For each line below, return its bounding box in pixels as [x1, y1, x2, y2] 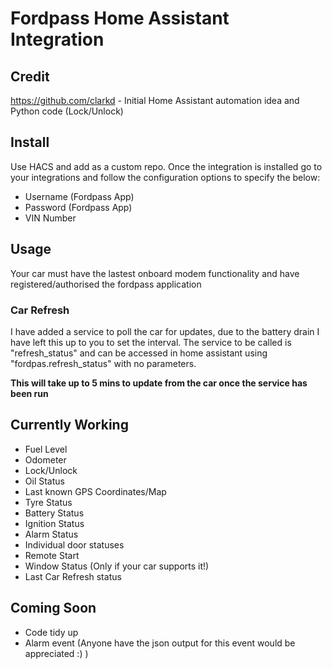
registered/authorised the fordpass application [10, 278, 202, 290]
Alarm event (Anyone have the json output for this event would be [24, 637, 296, 649]
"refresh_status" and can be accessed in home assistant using [10, 347, 268, 359]
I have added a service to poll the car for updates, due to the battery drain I [10, 325, 320, 337]
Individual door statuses [24, 538, 125, 551]
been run [10, 387, 49, 399]
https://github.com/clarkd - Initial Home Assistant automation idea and [10, 95, 300, 106]
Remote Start [24, 549, 80, 561]
